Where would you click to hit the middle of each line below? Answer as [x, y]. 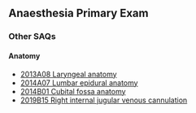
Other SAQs [32, 37]
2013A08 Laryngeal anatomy [68, 74]
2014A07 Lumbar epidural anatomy [79, 83]
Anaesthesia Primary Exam [78, 13]
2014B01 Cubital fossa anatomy [73, 91]
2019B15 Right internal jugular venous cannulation [104, 100]
